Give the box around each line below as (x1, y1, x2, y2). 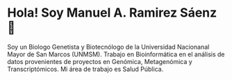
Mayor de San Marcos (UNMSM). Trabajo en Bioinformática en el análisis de (7, 50, 225, 58)
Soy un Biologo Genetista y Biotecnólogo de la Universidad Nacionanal (7, 42, 210, 51)
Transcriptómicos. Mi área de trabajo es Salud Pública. (7, 65, 164, 73)
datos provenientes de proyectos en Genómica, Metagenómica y (7, 57, 192, 65)
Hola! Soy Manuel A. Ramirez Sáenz (7, 5, 217, 21)
